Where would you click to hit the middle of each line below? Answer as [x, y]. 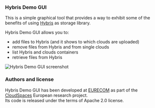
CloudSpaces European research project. [47, 95]
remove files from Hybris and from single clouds [61, 47]
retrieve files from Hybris [37, 57]
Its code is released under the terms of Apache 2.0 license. [65, 100]
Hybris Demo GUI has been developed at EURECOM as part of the [71, 90]
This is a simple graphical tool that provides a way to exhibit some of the [77, 18]
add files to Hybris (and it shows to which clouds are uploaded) [76, 42]
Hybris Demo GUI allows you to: [37, 33]
